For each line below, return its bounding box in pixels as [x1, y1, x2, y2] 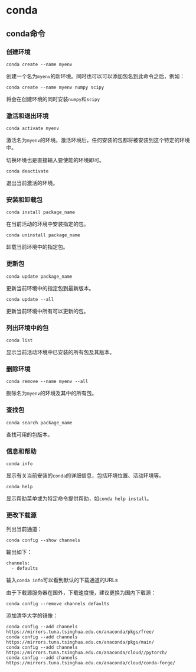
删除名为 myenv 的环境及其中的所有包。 [6, 389, 97, 397]
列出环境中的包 [6, 323, 49, 332]
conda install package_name [6, 209, 76, 216]
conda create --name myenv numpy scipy [6, 84, 104, 90]
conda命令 [6, 28, 45, 38]
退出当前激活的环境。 [6, 180, 58, 187]
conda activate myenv [6, 125, 60, 132]
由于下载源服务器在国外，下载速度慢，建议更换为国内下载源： [6, 589, 156, 596]
